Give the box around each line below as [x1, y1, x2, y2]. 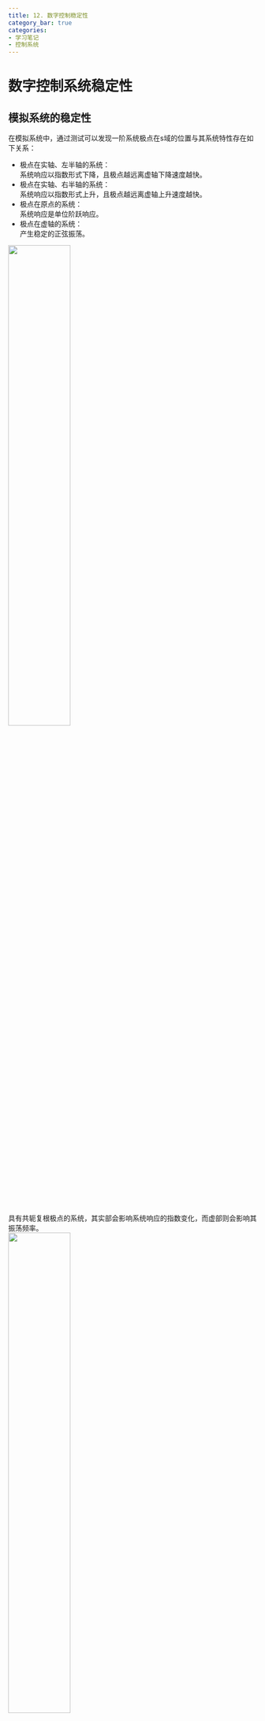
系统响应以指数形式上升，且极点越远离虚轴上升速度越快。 [19, 190, 207, 199]
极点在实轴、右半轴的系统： [19, 180, 110, 189]
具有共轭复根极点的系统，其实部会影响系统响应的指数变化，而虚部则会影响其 [8, 1213, 257, 1223]
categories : [8, 26, 47, 34]
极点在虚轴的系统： [19, 219, 83, 229]
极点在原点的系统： [19, 199, 83, 209]
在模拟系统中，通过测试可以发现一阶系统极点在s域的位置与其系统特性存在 [8, 133, 247, 143]
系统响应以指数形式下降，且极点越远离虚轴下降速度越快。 [19, 170, 207, 180]
